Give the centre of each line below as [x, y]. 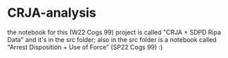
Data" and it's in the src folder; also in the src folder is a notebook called [112, 39]
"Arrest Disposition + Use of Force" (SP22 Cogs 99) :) [85, 47]
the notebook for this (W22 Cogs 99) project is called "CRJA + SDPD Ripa [114, 32]
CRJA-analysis [52, 13]
